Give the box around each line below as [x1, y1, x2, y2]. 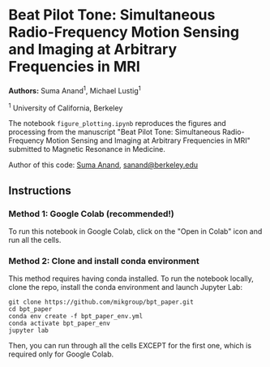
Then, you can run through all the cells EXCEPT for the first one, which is [8, 341, 252, 351]
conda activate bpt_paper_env [8, 319, 111, 328]
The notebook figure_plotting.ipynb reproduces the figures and [8, 119, 227, 128]
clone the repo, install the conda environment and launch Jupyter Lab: [8, 283, 243, 292]
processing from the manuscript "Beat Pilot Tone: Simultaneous [8, 127, 221, 137]
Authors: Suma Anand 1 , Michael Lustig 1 [8, 84, 142, 95]
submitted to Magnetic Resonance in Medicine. [8, 145, 166, 154]
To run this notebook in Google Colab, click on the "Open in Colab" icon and [8, 226, 263, 236]
